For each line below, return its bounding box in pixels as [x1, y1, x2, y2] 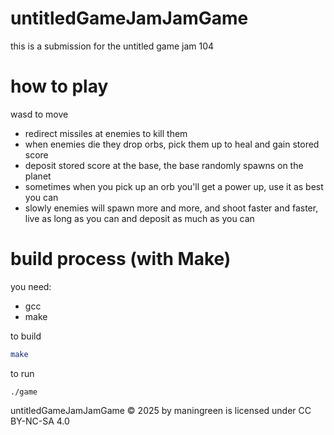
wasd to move [10, 108, 69, 120]
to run [10, 367, 35, 379]
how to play [10, 75, 109, 98]
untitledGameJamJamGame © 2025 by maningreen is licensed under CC [10, 404, 312, 416]
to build [10, 330, 42, 342]
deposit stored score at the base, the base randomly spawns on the [24, 159, 304, 171]
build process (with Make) [10, 248, 232, 271]
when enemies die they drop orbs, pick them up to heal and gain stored [24, 138, 320, 150]
